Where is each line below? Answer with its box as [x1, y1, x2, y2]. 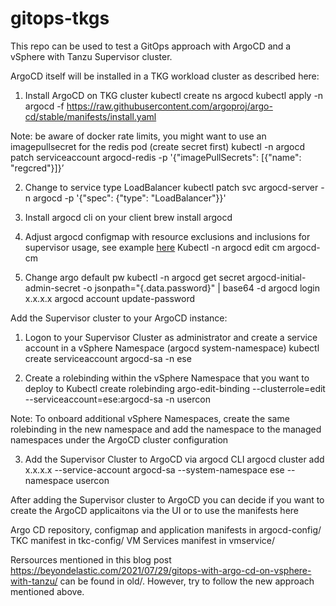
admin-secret [24, 282, 81, 294]
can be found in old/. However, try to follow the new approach [59, 575, 315, 587]
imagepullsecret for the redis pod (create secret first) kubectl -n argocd [10, 140, 305, 152]
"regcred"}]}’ [10, 162, 65, 174]
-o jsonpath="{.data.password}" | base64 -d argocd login [82, 282, 321, 294]
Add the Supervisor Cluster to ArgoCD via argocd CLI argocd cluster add [24, 453, 325, 465]
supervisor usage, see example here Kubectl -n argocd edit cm [24, 241, 285, 253]
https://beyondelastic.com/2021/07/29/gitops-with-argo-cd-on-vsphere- [10, 564, 312, 576]
